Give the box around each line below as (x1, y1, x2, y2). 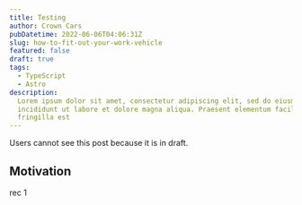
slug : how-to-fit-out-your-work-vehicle (9, 38, 164, 47)
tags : (9, 64, 30, 73)
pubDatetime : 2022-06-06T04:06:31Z (9, 30, 143, 38)
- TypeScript (17, 72, 67, 81)
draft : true (9, 55, 54, 64)
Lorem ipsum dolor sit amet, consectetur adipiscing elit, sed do (17, 96, 271, 106)
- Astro (17, 80, 47, 89)
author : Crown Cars (9, 21, 83, 30)
